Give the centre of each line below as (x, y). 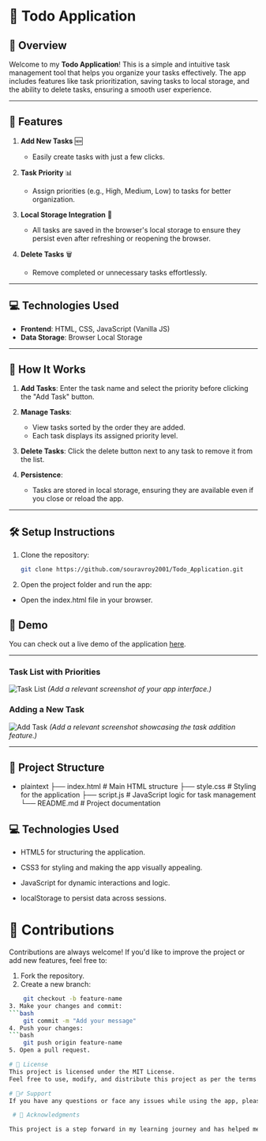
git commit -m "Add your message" (80, 1021)
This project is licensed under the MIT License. (92, 1071)
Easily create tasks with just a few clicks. (98, 157)
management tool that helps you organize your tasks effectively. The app (128, 73)
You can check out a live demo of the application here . (97, 643)
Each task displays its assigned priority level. (105, 436)
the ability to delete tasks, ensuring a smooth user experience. (111, 89)
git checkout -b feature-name (73, 999)
